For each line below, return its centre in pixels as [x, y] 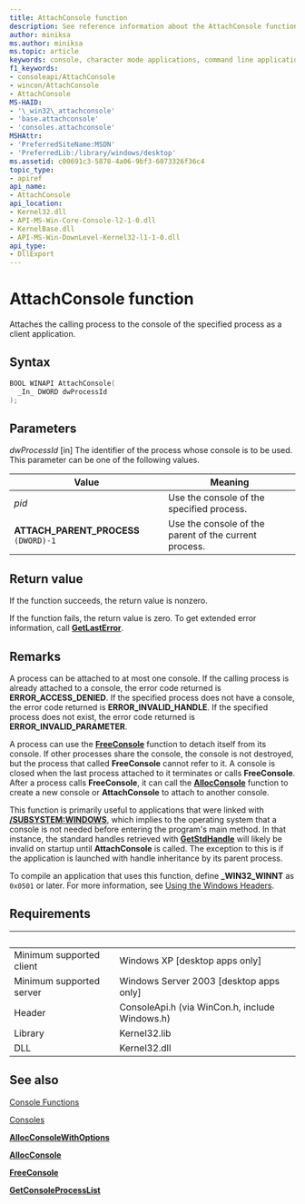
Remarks [35, 656]
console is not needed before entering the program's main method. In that [148, 829]
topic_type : [32, 170]
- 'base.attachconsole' [54, 119]
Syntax [30, 363]
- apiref [26, 178]
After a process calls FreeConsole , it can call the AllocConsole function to [149, 783]
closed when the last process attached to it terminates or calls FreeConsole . [152, 773]
